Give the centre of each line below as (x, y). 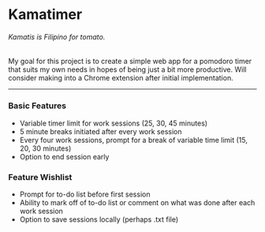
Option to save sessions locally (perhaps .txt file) (99, 219)
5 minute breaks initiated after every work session (101, 131)
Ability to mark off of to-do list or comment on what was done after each (137, 202)
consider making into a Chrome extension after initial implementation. (121, 78)
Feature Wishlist (40, 177)
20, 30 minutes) (45, 148)
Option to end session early (64, 156)
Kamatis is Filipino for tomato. (57, 36)
